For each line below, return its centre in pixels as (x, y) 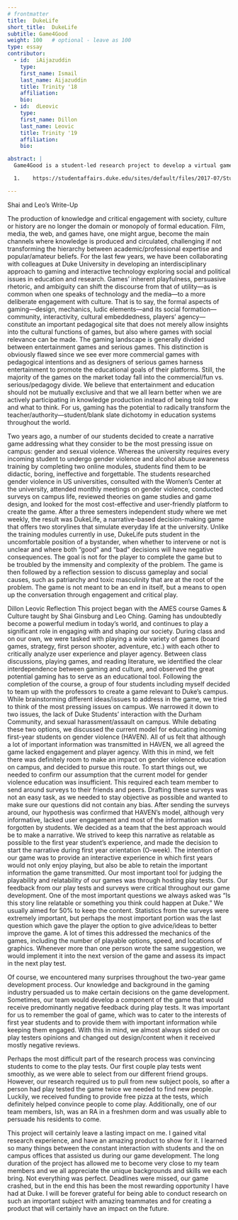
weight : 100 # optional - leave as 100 (69, 41)
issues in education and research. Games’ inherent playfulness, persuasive (117, 279)
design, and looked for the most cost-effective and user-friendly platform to (118, 504)
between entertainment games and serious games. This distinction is (108, 347)
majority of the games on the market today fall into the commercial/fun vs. (115, 377)
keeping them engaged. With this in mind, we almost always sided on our (114, 1030)
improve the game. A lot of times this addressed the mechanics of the (109, 933)
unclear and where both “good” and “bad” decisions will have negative (110, 549)
